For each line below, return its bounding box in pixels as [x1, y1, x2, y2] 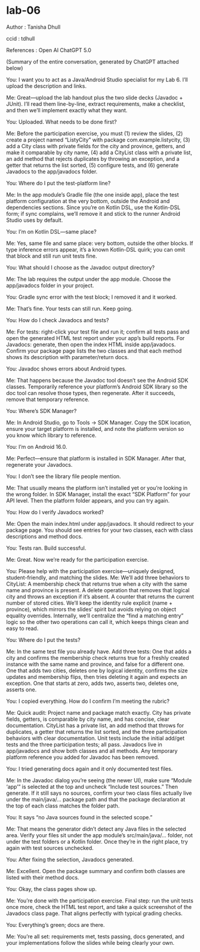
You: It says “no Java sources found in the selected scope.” [6, 813, 153, 821]
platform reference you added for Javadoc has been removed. [6, 754, 159, 761]
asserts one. [6, 685, 37, 693]
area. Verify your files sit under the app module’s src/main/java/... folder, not [6, 831, 193, 838]
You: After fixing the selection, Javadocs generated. [6, 856, 134, 863]
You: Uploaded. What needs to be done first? [6, 118, 117, 125]
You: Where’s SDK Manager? [6, 407, 77, 414]
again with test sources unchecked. [6, 844, 94, 852]
